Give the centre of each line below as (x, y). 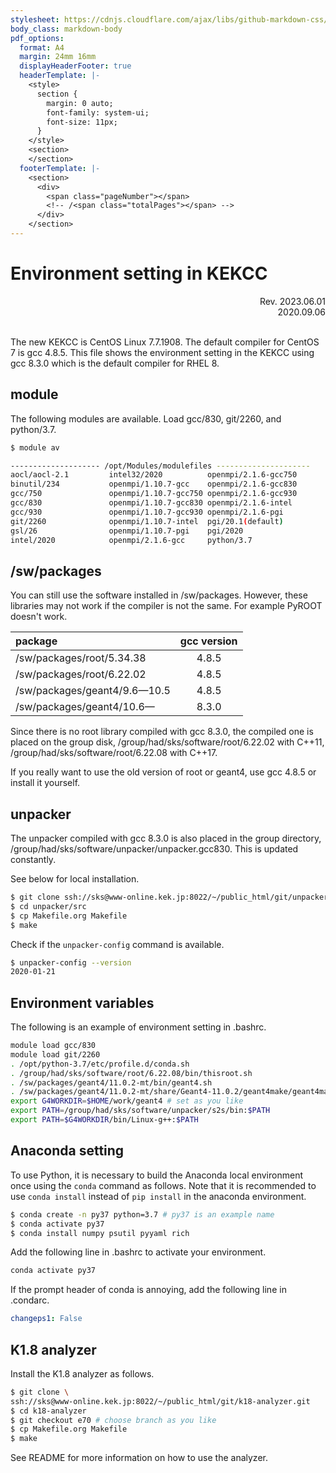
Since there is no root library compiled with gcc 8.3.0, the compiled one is (162, 732)
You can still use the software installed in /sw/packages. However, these (159, 595)
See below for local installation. (75, 879)
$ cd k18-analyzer (48, 1411)
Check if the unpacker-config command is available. (117, 944)
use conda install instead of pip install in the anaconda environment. (158, 1196)
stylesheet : (35, 19)
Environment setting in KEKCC (139, 273)
